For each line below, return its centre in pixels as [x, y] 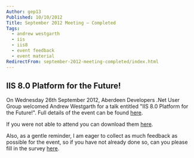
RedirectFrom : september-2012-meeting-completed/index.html [83, 61]
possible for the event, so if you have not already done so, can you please [97, 142]
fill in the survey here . [33, 148]
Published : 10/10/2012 [34, 17]
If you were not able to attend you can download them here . [80, 124]
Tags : [13, 28]
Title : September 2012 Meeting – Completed [61, 23]
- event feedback [33, 51]
